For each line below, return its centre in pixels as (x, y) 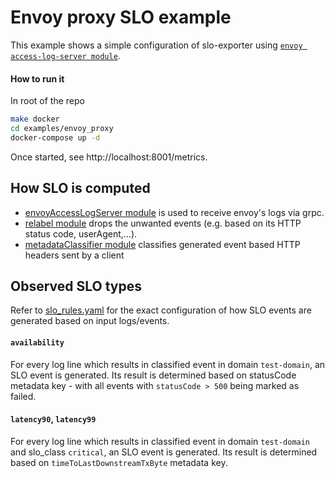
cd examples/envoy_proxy (62, 129)
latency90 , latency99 (53, 419)
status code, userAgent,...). (81, 233)
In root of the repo (47, 101)
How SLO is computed (80, 188)
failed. (23, 396)
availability (37, 342)
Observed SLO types (76, 286)
